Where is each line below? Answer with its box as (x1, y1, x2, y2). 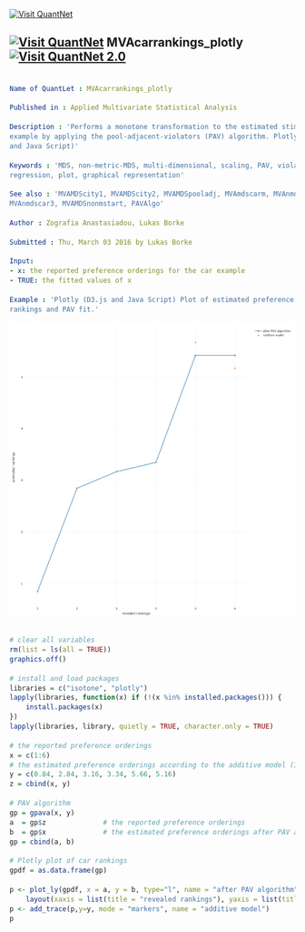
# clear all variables (9, 635, 95, 645)
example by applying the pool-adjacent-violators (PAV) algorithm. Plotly (9, 132, 299, 141)
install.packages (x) (25, 703, 103, 712)
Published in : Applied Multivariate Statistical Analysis (9, 103, 238, 113)
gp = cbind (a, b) (9, 837, 75, 846)
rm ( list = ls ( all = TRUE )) (9, 645, 112, 654)
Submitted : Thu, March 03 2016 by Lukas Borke (9, 238, 193, 247)
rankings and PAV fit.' (9, 305, 100, 314)
